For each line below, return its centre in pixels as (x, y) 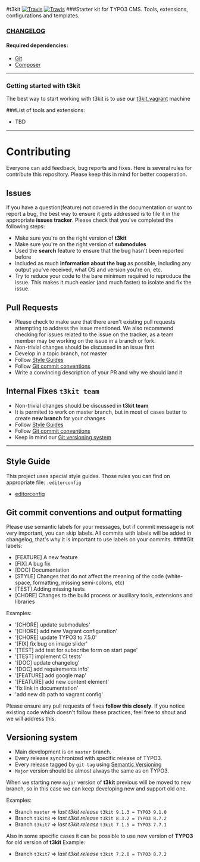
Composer (28, 65)
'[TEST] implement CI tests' (49, 656)
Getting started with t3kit (43, 86)
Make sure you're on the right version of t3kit (71, 238)
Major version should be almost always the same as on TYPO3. (92, 771)
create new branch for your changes (60, 418)
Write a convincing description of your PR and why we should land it (99, 372)
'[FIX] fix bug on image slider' (51, 644)
